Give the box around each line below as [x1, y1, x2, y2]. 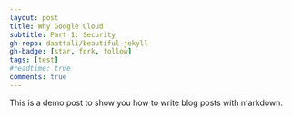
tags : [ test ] [9, 55, 59, 64]
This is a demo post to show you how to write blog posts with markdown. [9, 97, 284, 108]
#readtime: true [9, 64, 71, 73]
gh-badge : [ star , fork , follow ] [9, 47, 132, 56]
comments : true [9, 73, 67, 82]
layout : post [9, 13, 59, 23]
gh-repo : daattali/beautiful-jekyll [9, 38, 148, 48]
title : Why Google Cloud [9, 22, 104, 31]
